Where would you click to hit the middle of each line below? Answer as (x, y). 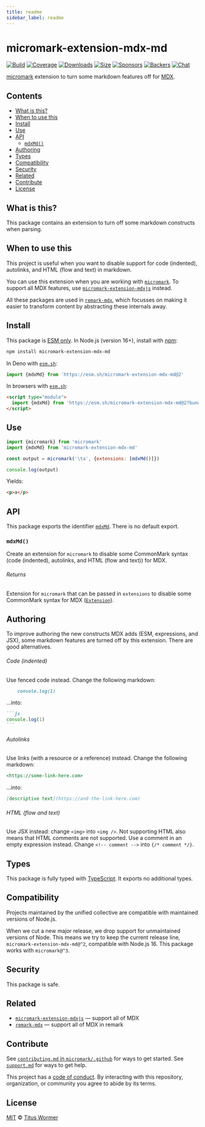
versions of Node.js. (31, 919)
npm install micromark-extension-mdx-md (59, 351)
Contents (24, 96)
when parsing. (24, 229)
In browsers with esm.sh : (37, 386)
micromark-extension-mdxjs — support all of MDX (77, 1018)
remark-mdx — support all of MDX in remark (69, 1025)
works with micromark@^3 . (38, 950)
